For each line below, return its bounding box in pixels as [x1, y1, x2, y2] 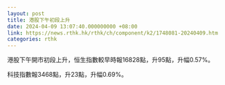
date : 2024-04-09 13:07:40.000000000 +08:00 [7, 23, 138, 30]
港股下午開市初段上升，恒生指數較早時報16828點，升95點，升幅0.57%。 [7, 56, 215, 64]
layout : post [7, 10, 45, 17]
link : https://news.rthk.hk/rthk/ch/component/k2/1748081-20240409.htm [7, 29, 218, 37]
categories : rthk [7, 36, 57, 43]
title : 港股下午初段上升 [7, 17, 71, 23]
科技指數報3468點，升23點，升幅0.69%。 [7, 70, 128, 79]
